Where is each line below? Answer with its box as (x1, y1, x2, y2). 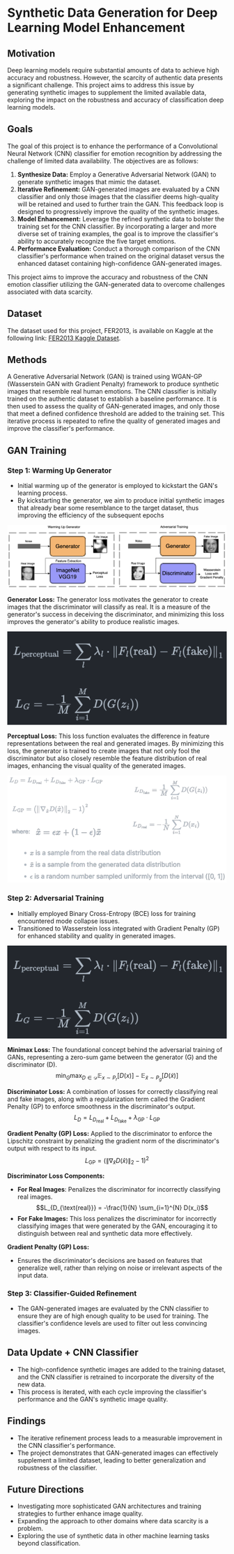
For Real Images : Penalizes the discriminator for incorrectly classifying (17, 1185, 221, 1193)
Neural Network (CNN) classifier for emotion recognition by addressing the (7, 149, 222, 158)
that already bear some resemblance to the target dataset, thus (17, 504, 199, 512)
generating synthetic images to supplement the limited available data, (7, 89, 207, 96)
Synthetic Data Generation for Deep (7, 5, 218, 21)
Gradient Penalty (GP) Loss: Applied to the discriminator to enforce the (7, 1130, 212, 1138)
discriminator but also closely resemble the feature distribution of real (7, 754, 208, 762)
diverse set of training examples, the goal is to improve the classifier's (17, 229, 219, 238)
